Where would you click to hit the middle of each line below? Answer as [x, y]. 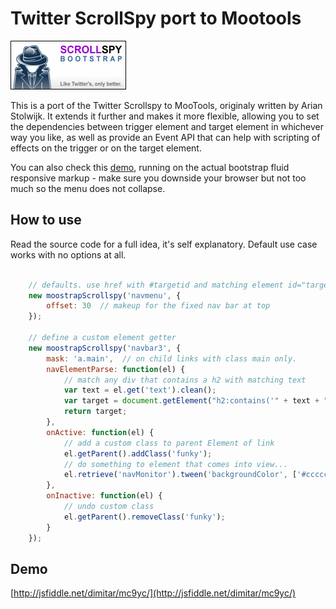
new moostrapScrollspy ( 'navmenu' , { [105, 295]
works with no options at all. [68, 254]
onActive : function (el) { [100, 432]
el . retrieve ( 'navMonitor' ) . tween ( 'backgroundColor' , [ [180, 475]
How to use [46, 220]
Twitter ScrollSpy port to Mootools [156, 18]
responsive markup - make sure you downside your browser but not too [158, 178]
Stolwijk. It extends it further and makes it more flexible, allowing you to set [165, 116]
